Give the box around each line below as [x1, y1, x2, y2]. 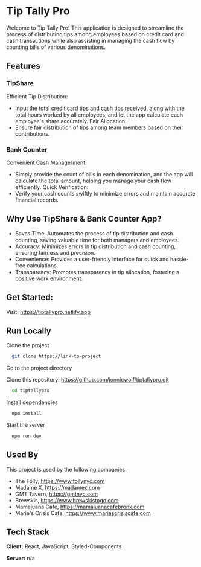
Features [6, 61, 40, 71]
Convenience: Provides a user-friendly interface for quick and [14, 255, 169, 263]
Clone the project [6, 342, 49, 349]
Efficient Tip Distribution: [6, 92, 68, 100]
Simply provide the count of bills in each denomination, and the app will [14, 170, 193, 178]
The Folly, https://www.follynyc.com [14, 477, 105, 484]
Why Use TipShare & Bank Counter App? [6, 214, 162, 224]
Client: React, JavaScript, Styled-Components [6, 543, 122, 550]
